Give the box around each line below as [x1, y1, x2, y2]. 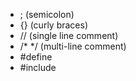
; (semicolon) [19, 9, 75, 20]
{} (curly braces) [19, 19, 89, 31]
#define [19, 51, 53, 63]
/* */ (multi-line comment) [19, 40, 127, 52]
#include [19, 62, 57, 73]
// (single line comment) [19, 30, 119, 41]
